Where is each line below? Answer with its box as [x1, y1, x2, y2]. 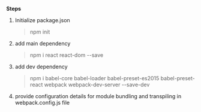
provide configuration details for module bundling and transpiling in [14, 93, 182, 99]
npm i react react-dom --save [29, 52, 104, 59]
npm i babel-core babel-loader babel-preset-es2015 [29, 75, 160, 81]
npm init [29, 28, 50, 35]
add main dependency [14, 40, 71, 47]
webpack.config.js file [14, 99, 70, 106]
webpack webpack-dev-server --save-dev [44, 81, 150, 88]
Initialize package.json [14, 17, 70, 23]
